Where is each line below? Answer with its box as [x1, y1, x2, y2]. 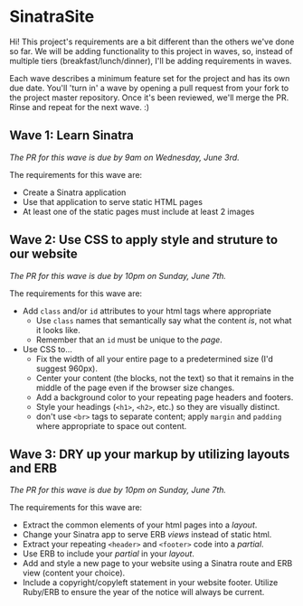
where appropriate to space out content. [35, 420, 187, 431]
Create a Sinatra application [22, 187, 127, 198]
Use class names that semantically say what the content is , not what [35, 314, 292, 326]
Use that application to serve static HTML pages [22, 196, 204, 207]
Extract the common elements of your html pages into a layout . [22, 519, 258, 530]
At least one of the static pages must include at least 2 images [22, 206, 255, 217]
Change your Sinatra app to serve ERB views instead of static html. [22, 529, 272, 540]
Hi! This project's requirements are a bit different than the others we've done [9, 36, 295, 47]
